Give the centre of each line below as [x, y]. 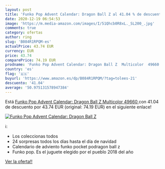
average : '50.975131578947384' [37, 87]
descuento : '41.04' [25, 83]
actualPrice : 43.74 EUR [29, 46]
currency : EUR [20, 51]
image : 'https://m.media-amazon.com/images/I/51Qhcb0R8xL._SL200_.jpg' [80, 23]
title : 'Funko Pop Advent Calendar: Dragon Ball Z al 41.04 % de [73, 14]
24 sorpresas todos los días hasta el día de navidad [64, 141]
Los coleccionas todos [35, 136]
